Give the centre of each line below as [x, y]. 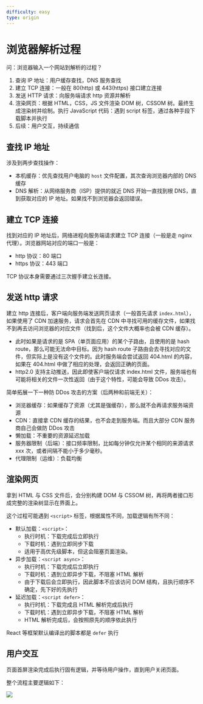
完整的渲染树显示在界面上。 [46, 503]
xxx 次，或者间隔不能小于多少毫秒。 [60, 450]
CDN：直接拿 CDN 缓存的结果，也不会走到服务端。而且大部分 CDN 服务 [105, 420]
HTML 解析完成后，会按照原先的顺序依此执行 [81, 619]
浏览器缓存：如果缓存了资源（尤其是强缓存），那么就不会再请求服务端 [101, 405]
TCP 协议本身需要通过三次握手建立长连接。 [60, 277]
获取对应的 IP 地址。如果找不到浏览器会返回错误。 [83, 199]
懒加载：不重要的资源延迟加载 [52, 435]
